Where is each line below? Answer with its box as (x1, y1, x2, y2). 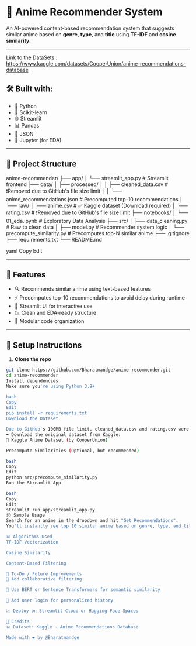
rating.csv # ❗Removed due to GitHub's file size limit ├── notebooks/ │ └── (6, 209, 188, 216)
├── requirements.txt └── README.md (6, 236, 102, 243)
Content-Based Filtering (6, 560, 66, 566)
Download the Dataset (6, 415, 59, 422)
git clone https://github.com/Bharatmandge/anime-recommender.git (6, 367, 171, 373)
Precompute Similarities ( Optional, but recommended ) (6, 448, 140, 453)
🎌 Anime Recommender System (6, 5, 163, 19)
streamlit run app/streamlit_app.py (6, 507, 95, 513)
